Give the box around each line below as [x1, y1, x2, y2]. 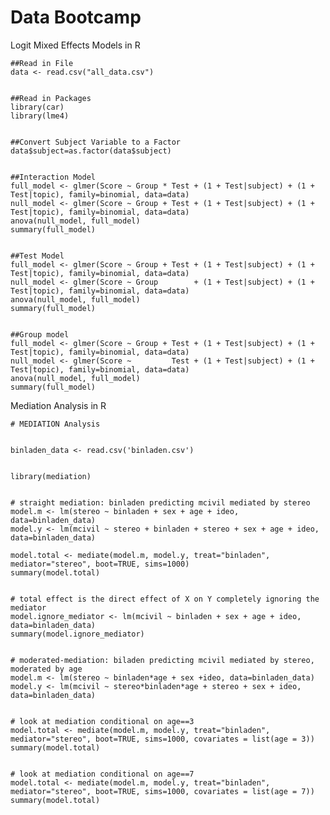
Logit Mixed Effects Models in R [10, 39, 141, 51]
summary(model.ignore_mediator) [10, 629, 145, 639]
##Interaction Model [10, 172, 97, 182]
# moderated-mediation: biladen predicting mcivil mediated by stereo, [10, 655, 315, 665]
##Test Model [10, 251, 65, 261]
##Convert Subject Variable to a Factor [10, 137, 182, 147]
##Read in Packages [10, 93, 92, 103]
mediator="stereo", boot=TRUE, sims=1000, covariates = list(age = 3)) [10, 734, 315, 744]
